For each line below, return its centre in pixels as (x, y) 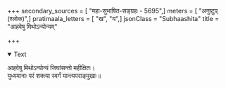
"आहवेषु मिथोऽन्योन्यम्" (32, 27)
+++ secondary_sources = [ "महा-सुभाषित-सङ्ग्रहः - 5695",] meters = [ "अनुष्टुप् (113, 11)
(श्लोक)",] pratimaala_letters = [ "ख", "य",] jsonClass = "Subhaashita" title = (113, 19)
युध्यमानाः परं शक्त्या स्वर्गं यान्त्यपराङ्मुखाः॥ (54, 76)
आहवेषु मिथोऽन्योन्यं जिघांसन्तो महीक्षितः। (51, 68)
